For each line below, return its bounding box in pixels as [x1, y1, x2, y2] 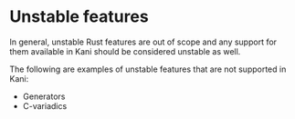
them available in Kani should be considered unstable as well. [9, 45, 241, 56]
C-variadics [22, 100, 68, 111]
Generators [22, 91, 66, 102]
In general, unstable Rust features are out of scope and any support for [9, 36, 277, 47]
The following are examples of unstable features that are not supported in [9, 64, 287, 74]
